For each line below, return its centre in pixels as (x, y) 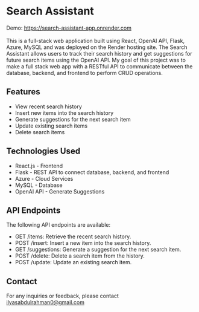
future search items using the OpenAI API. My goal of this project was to (96, 60)
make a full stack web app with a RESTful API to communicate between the (99, 66)
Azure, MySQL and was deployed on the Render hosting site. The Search (97, 47)
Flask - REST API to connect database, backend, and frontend (92, 172)
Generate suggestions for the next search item (73, 119)
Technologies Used (43, 151)
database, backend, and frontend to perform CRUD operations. (84, 73)
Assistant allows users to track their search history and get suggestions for (99, 53)
